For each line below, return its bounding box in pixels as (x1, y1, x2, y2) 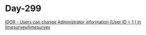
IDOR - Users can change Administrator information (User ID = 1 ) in (5, 19, 142, 25)
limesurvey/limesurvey (5, 24, 50, 30)
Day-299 (5, 3, 42, 14)
